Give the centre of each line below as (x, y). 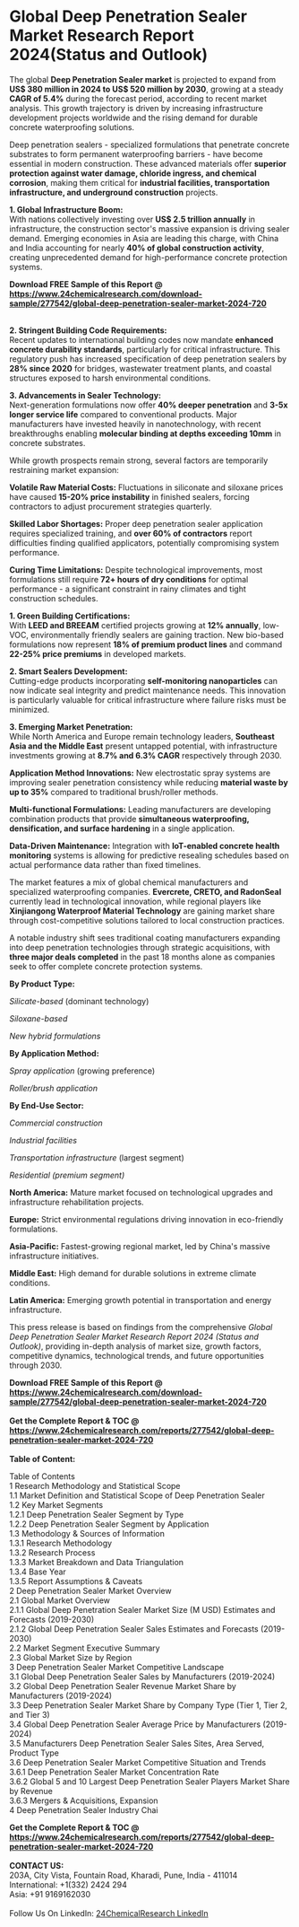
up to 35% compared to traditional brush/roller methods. (114, 792)
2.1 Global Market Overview (60, 1600)
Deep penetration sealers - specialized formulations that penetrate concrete (149, 145)
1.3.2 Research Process (52, 1552)
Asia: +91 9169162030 (50, 1894)
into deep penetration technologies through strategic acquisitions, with (140, 947)
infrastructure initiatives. (54, 1256)
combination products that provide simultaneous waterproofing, (129, 819)
